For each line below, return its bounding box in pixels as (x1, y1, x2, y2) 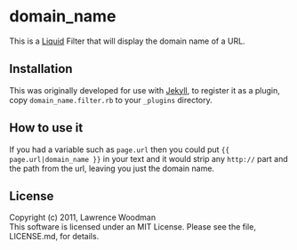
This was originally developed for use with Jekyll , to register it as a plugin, (9, 85, 280, 95)
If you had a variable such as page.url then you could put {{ (9, 144, 229, 155)
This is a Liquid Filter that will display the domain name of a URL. (9, 36, 246, 46)
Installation (9, 61, 73, 77)
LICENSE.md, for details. (9, 231, 100, 242)
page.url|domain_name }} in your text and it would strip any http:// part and (9, 153, 289, 164)
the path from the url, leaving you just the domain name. (9, 163, 215, 173)
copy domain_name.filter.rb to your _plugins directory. (9, 94, 213, 105)
